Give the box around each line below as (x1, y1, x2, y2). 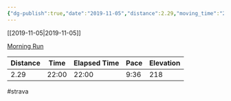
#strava (7, 87, 29, 96)
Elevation (148, 58, 181, 68)
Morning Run (7, 42, 44, 50)
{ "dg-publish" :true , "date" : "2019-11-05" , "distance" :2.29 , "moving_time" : (7, 10, 220, 17)
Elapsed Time (73, 58, 120, 68)
